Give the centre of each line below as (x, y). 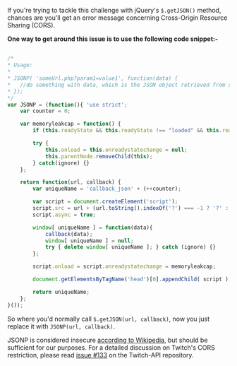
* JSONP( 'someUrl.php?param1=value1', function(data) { (93, 78)
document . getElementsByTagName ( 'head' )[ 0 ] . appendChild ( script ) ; (132, 279)
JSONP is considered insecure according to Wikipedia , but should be (108, 340)
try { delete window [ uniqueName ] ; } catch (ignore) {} (130, 247)
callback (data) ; (69, 234)
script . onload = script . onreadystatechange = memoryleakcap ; (124, 267)
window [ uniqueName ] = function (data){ (93, 228)
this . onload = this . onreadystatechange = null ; (116, 150)
